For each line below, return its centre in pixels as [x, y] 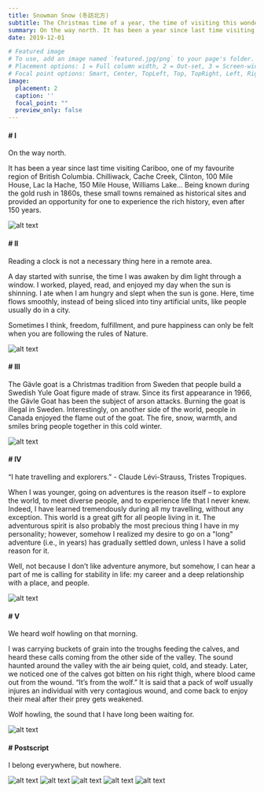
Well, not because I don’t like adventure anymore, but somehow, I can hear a [132, 566]
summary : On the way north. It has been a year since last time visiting [132, 30]
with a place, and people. [49, 582]
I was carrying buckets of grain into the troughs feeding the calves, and [124, 649]
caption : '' [35, 95]
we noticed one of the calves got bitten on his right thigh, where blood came [132, 674]
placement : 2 [37, 88]
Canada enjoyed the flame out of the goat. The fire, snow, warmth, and [123, 418]
